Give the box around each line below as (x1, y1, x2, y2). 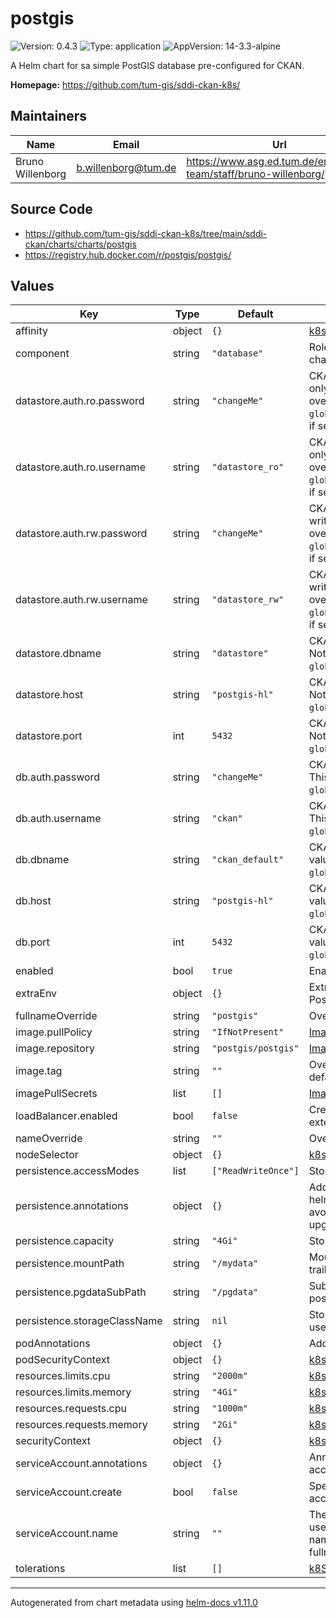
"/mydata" (211, 1258, 259, 1269)
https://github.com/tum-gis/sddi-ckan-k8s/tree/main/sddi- (24, 227, 268, 239)
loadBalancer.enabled (15, 1109, 118, 1123)
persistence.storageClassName (15, 1314, 163, 1328)
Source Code (10, 201, 93, 218)
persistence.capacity (15, 1234, 115, 1248)
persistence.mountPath (15, 1257, 125, 1271)
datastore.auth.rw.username (15, 593, 148, 607)
